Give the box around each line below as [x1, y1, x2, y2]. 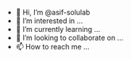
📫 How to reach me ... [15, 42, 90, 51]
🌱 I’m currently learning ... [15, 25, 101, 33]
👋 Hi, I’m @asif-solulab [15, 8, 91, 17]
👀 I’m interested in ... [15, 16, 83, 26]
